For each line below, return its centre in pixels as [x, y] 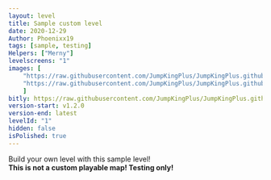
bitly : [19, 98]
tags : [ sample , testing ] [50, 46]
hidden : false [32, 128]
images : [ [25, 69]
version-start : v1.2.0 [46, 106]
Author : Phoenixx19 [41, 38]
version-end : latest [43, 114]
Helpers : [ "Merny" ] [41, 53]
